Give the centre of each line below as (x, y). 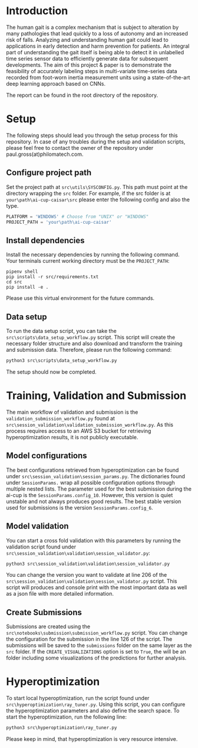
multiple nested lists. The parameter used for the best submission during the (99, 489)
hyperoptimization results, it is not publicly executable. (72, 437)
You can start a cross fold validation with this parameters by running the (93, 540)
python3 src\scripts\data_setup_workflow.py (62, 361)
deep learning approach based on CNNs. (56, 83)
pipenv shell (22, 272)
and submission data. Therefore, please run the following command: (89, 350)
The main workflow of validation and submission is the (72, 412)
